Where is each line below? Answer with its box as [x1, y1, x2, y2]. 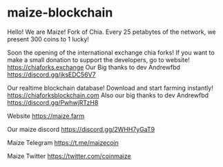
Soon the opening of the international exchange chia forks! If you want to [7, 48, 215, 57]
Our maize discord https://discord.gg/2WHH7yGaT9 [7, 125, 155, 133]
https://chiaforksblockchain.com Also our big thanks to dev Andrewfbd [7, 91, 209, 99]
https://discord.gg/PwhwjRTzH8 [7, 98, 99, 106]
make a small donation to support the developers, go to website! [7, 55, 190, 63]
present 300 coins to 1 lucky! [7, 35, 90, 43]
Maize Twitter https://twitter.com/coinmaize [7, 152, 131, 160]
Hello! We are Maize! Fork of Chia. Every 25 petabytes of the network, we [7, 28, 216, 36]
